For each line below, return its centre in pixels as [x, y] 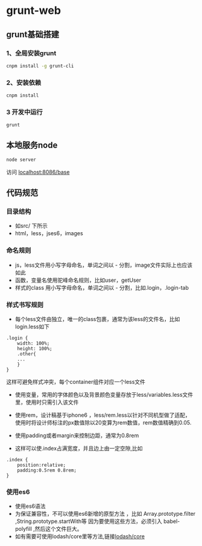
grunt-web [34, 11]
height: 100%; [35, 349]
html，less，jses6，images [49, 233]
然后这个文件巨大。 [58, 529]
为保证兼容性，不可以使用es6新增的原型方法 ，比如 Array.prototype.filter [105, 514]
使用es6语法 [30, 506]
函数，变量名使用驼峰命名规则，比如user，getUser [78, 280]
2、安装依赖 [24, 82]
